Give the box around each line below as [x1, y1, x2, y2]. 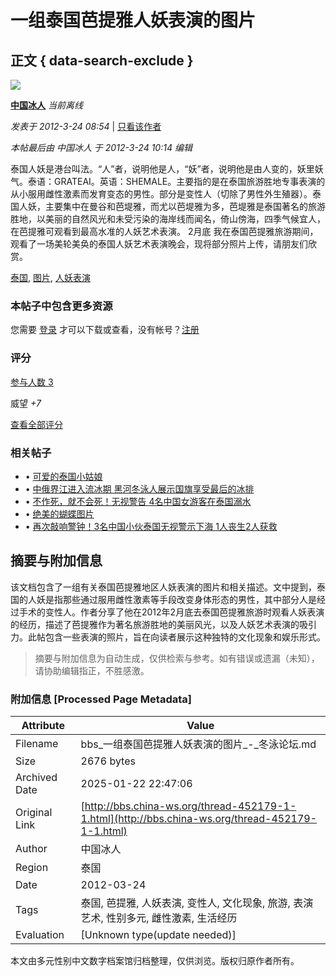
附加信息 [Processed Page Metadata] [10, 692, 192, 706]
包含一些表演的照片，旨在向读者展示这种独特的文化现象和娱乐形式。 [44, 631, 326, 643]
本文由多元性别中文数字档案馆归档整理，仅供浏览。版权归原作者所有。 [10, 955, 300, 966]
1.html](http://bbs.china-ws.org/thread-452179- [80, 812, 318, 825]
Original [15, 806, 53, 819]
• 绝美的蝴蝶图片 [24, 507, 95, 520]
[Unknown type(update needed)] [80, 928, 237, 941]
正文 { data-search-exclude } [10, 52, 194, 69]
